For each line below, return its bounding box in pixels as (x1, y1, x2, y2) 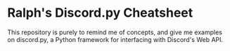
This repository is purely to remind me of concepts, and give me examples (7, 28, 223, 36)
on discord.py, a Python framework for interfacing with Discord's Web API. (7, 35, 224, 43)
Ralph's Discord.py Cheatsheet (7, 5, 193, 21)
